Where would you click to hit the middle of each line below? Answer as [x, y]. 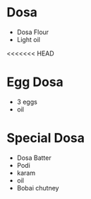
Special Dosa [46, 138]
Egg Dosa [35, 82]
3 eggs [27, 102]
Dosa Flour [33, 32]
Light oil [28, 39]
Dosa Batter [34, 158]
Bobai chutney [38, 188]
